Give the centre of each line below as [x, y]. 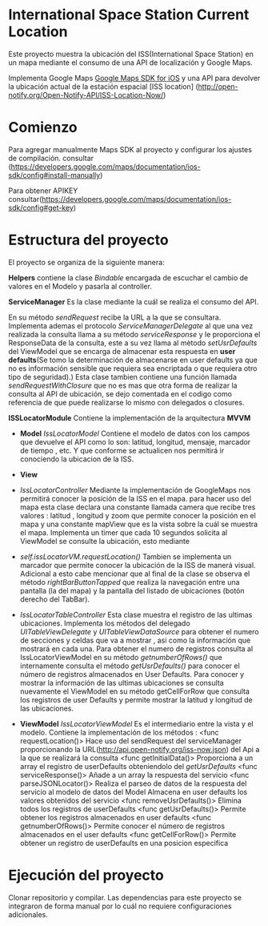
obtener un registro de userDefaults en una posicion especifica [124, 843]
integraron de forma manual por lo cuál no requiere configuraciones [120, 906]
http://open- [218, 87]
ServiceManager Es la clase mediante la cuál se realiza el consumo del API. [134, 301]
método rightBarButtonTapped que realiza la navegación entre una [130, 582]
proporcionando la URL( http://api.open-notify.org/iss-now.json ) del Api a [140, 749]
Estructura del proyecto [89, 240]
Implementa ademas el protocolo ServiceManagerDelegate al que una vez [131, 325]
